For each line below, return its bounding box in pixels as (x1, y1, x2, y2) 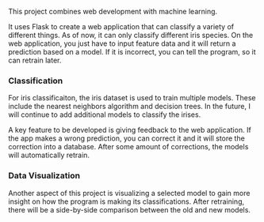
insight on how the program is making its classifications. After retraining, (8, 197, 245, 206)
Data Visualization (8, 170, 81, 181)
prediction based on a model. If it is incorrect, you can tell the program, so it (8, 47, 256, 56)
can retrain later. (8, 55, 62, 65)
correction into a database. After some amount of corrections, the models (8, 142, 249, 152)
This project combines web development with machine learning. (8, 7, 218, 16)
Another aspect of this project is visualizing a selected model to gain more (8, 188, 251, 198)
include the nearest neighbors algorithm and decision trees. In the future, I (8, 102, 251, 111)
